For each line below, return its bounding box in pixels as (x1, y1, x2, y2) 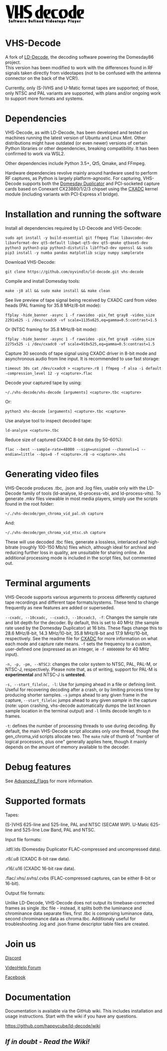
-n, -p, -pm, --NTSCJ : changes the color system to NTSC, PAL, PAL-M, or (5, 661, 158, 667)
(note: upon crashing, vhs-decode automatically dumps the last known (5, 702, 151, 708)
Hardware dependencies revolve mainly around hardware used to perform (5, 170, 158, 176)
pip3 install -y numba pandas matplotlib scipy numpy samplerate (5, 250, 144, 255)
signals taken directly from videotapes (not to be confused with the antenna (5, 70, 161, 76)
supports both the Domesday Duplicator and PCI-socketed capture (22, 180, 160, 186)
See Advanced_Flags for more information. (5, 778, 93, 784)
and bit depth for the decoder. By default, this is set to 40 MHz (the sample (5, 619, 160, 625)
